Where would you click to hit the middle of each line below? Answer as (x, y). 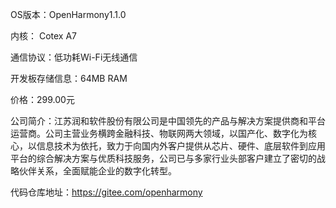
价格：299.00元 (42, 99)
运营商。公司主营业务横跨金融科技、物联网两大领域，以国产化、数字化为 (159, 133)
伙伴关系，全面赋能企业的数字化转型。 (97, 171)
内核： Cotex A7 (44, 36)
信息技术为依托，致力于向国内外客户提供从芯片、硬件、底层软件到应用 (181, 146)
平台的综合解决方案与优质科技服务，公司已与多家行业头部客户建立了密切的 (163, 158)
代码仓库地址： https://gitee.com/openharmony (106, 192)
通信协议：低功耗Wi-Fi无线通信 (74, 57)
